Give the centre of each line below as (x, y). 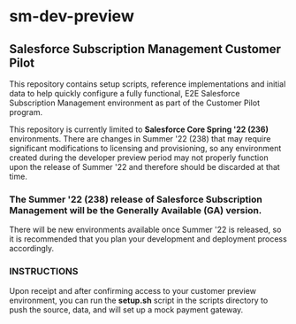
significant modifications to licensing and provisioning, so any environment (145, 148)
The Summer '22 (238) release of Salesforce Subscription (136, 199)
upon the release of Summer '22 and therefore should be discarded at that (144, 167)
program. (26, 112)
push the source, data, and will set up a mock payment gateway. (126, 309)
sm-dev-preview (72, 16)
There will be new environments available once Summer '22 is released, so (145, 230)
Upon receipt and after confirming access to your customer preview (133, 290)
